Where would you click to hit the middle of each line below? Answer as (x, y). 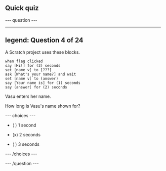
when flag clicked (24, 61)
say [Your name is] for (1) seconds (43, 83)
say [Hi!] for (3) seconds (33, 65)
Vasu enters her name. (28, 96)
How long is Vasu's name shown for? (43, 106)
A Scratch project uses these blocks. (42, 52)
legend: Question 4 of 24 (44, 40)
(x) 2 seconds (26, 134)
